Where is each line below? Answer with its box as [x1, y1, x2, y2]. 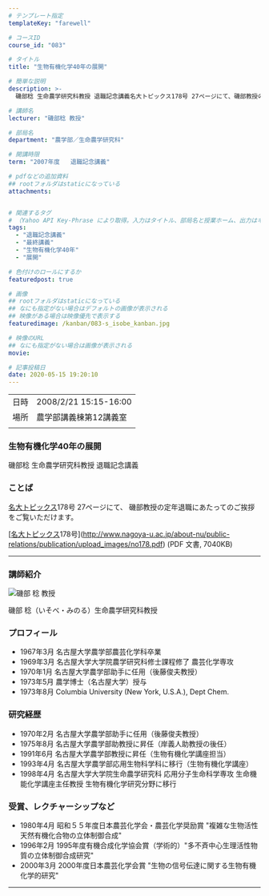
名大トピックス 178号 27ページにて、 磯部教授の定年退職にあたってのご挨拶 [8, 502, 255, 512]
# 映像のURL [8, 334, 45, 342]
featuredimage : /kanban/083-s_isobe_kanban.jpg [8, 319, 171, 327]
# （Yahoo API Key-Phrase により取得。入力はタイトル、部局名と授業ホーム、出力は [8, 216, 258, 224]
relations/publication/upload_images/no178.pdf [8, 539, 163, 548]
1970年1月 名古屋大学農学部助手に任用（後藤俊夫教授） [19, 667, 203, 677]
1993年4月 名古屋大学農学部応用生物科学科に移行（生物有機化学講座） [19, 758, 254, 769]
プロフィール [8, 627, 58, 638]
